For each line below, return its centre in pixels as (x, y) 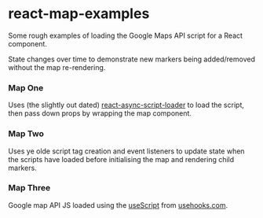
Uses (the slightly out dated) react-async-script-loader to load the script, (126, 105)
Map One (26, 87)
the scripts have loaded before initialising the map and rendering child (121, 159)
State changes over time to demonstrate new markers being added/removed (131, 59)
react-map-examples (79, 14)
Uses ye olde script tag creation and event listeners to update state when (126, 151)
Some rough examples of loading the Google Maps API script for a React (126, 35)
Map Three (29, 188)
